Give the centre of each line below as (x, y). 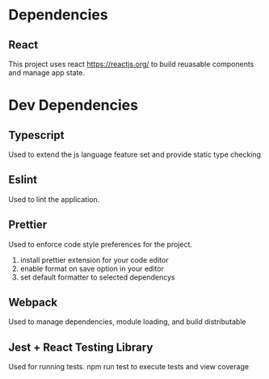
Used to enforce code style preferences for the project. (100, 244)
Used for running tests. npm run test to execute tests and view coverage (128, 367)
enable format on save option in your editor (92, 268)
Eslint (23, 180)
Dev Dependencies (74, 105)
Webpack (33, 303)
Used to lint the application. (54, 199)
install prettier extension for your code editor (94, 259)
